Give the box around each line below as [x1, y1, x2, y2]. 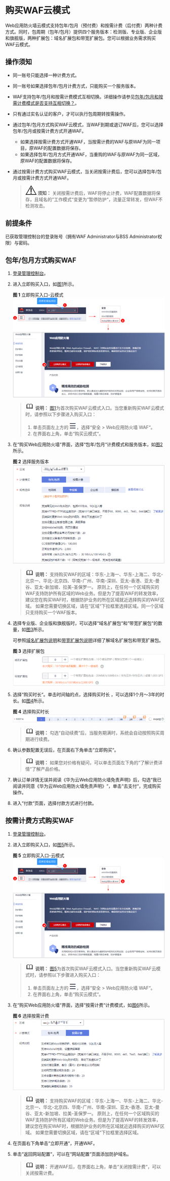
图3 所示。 [26, 626, 47, 632]
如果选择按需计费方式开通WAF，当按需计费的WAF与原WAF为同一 [20, 138, 156, 145]
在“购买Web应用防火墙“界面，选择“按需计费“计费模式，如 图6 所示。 [12, 1002, 153, 1008]
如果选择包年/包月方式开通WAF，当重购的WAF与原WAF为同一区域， [20, 151, 162, 157]
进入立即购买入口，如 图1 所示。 [12, 281, 77, 287]
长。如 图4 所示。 [12, 698, 47, 704]
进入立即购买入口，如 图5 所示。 [12, 841, 78, 847]
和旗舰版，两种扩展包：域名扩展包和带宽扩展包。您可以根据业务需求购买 [5, 35, 156, 41]
